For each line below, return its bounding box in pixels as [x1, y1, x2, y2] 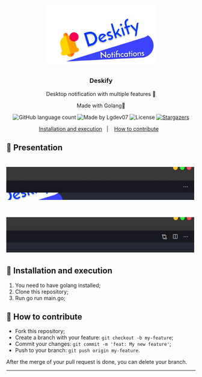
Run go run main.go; [14, 294, 66, 301]
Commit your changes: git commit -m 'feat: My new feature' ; [14, 340, 171, 348]
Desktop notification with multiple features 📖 [46, 90, 156, 97]
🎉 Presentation [6, 142, 63, 152]
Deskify [89, 77, 113, 85]
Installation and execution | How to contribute [38, 125, 159, 132]
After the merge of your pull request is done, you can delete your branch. [6, 358, 188, 366]
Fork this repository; [14, 328, 65, 335]
